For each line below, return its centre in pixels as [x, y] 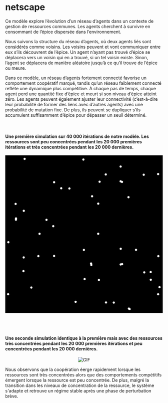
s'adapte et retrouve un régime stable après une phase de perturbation [78, 391]
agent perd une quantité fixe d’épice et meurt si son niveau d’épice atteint [81, 94]
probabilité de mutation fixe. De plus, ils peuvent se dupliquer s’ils [73, 110]
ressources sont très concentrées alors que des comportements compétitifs [83, 375]
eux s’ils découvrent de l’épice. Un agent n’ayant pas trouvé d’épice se [78, 52]
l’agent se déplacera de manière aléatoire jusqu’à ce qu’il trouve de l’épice [81, 63]
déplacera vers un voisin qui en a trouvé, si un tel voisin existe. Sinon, [77, 57]
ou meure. [16, 68]
